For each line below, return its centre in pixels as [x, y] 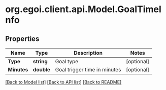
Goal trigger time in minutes [88, 70]
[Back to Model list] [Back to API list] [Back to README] [63, 82]
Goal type [67, 61]
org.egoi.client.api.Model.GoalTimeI [83, 9]
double [42, 70]
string [40, 61]
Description [88, 53]
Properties [22, 39]
